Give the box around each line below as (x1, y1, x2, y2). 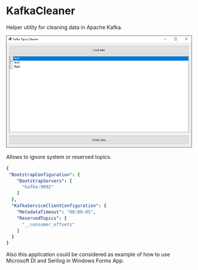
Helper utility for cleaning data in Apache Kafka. (6, 24, 123, 31)
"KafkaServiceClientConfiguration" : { (11, 203, 107, 209)
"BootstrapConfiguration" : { (8, 171, 81, 178)
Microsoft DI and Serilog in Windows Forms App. (6, 257, 124, 264)
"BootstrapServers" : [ (16, 178, 72, 184)
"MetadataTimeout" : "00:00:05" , (16, 209, 96, 215)
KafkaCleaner (6, 4, 75, 18)
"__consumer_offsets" (21, 222, 75, 227)
